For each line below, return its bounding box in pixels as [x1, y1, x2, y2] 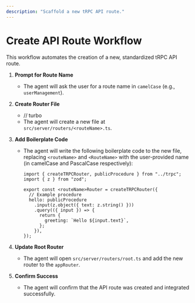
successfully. [23, 290, 56, 297]
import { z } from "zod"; [23, 176, 87, 182]
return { [39, 212, 60, 218]
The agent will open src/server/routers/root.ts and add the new [23, 255, 183, 262]
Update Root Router [14, 243, 64, 251]
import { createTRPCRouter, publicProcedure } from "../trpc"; [23, 171, 182, 177]
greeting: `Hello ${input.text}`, [44, 218, 129, 223]
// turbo [23, 111, 42, 118]
